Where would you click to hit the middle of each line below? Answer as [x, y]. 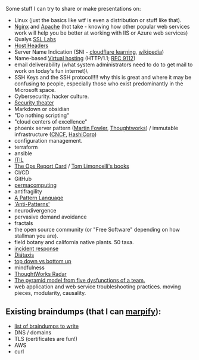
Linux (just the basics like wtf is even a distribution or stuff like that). [98, 20]
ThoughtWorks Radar [40, 274]
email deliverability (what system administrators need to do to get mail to [103, 64]
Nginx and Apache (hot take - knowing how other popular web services [102, 27]
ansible [23, 153]
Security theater [34, 103]
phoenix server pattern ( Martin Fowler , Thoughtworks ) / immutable [96, 128]
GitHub [23, 179]
